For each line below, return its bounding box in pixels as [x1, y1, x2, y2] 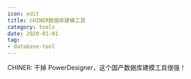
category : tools [7, 23, 55, 30]
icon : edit [7, 10, 40, 18]
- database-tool [7, 43, 55, 50]
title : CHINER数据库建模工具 [7, 17, 86, 24]
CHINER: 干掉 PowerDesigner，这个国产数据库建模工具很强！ [7, 63, 186, 71]
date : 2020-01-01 [7, 30, 59, 37]
